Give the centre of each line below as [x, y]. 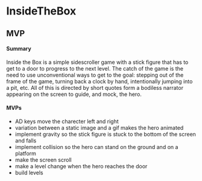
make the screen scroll [43, 160]
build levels [29, 173]
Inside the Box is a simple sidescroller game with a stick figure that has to [97, 62]
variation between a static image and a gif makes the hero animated [99, 127]
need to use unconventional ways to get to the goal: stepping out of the [95, 75]
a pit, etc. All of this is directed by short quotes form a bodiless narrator [95, 87]
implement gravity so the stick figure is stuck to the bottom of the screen [105, 134]
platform [25, 153]
